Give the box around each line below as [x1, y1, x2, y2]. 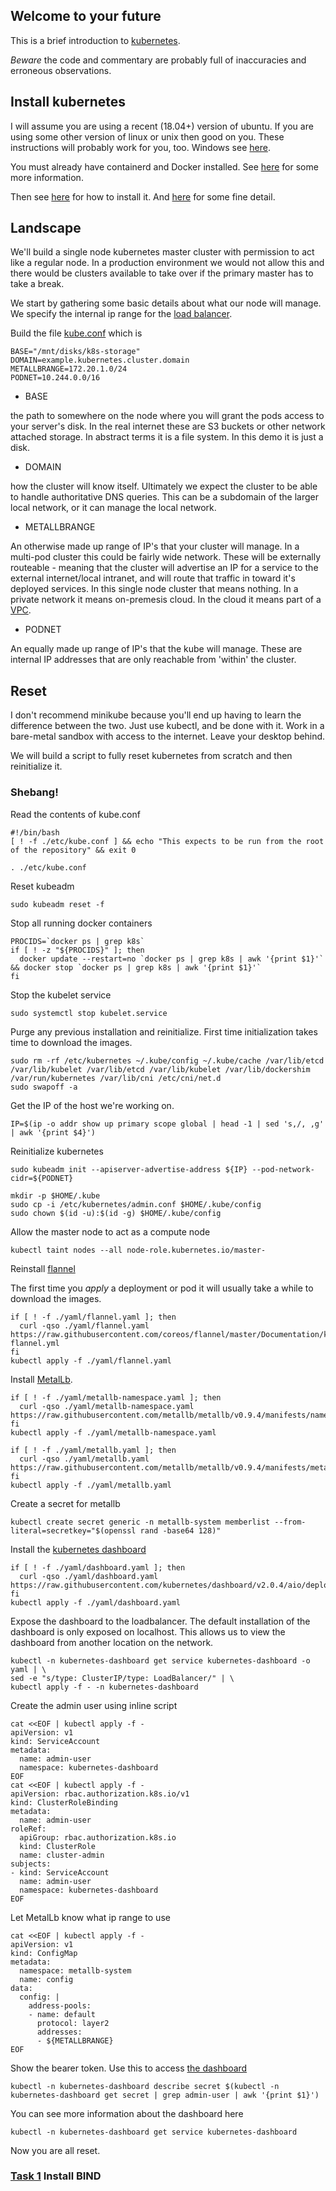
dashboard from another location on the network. [10, 1636, 214, 1648]
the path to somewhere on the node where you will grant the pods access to [10, 410, 325, 422]
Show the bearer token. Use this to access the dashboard [10, 2062, 248, 2074]
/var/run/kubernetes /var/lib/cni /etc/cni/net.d [10, 1073, 222, 1083]
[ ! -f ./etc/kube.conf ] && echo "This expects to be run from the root [10, 836, 325, 846]
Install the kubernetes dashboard [10, 1543, 147, 1555]
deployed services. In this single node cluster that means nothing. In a [10, 583, 299, 595]
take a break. [10, 278, 65, 290]
